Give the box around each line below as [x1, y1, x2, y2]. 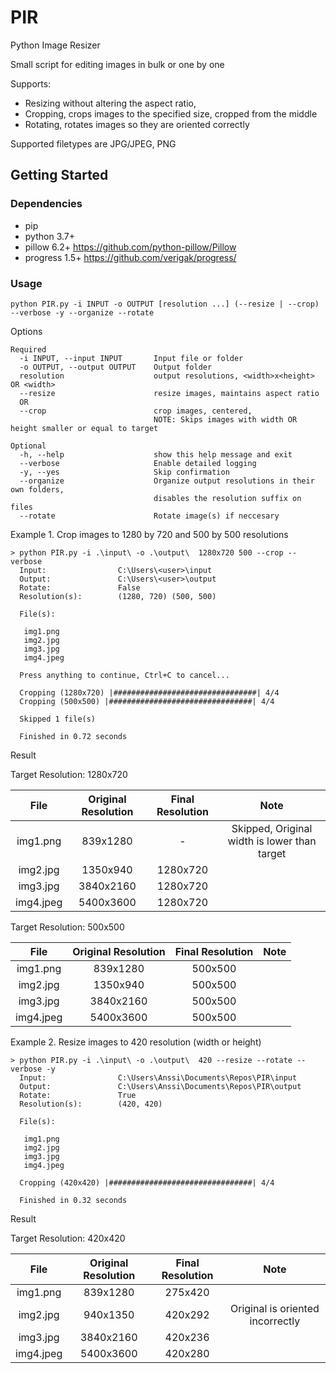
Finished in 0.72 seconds [19, 731, 128, 741]
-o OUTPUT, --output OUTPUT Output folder [19, 362, 213, 372]
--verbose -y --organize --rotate [10, 307, 155, 318]
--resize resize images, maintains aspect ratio [19, 388, 320, 398]
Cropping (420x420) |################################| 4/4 [19, 1177, 275, 1188]
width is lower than [227, 834, 317, 848]
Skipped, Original [231, 821, 313, 835]
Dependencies [10, 197, 83, 211]
